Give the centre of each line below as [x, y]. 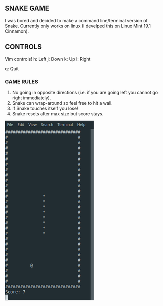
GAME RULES [22, 81]
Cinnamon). [17, 31]
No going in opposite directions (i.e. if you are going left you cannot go [85, 92]
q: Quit [12, 68]
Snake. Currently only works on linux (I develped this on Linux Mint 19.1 [78, 26]
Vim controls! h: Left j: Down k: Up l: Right [48, 59]
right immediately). [32, 98]
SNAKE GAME [27, 8]
